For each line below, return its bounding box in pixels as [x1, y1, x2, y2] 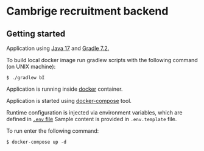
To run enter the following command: [6, 127, 99, 135]
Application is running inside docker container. [6, 85, 123, 93]
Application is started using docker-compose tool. [6, 97, 132, 104]
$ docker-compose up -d [6, 139, 67, 145]
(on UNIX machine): [6, 63, 56, 70]
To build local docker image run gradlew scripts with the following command [6, 57, 198, 63]
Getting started [6, 29, 66, 39]
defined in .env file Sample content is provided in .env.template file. [6, 116, 177, 122]
